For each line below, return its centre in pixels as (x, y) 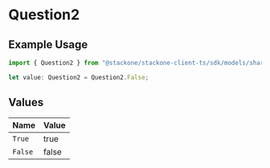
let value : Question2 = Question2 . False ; (79, 77)
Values (26, 102)
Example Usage (48, 45)
